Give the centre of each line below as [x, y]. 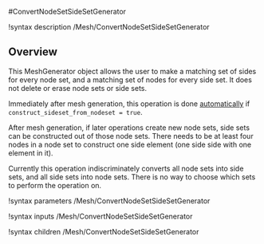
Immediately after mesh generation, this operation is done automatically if [129, 104]
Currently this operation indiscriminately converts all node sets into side [126, 168]
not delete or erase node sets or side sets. [78, 88]
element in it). [31, 153]
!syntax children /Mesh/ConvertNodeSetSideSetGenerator [104, 231]
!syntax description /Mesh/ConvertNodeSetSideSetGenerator [109, 27]
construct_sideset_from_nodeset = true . [75, 112]
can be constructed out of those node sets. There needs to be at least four [131, 136]
